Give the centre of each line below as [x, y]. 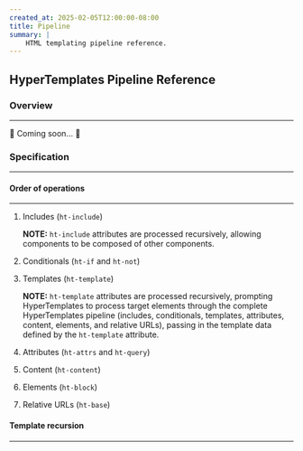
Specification [39, 156]
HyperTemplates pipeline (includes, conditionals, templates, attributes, [153, 315]
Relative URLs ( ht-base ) [66, 405]
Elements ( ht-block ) [60, 387]
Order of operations [47, 188]
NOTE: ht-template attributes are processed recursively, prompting [147, 296]
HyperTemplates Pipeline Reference [113, 79]
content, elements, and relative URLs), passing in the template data [147, 325]
